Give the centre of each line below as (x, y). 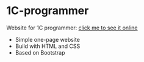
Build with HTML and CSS (48, 46)
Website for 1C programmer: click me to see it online (72, 28)
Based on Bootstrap (40, 52)
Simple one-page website (48, 39)
